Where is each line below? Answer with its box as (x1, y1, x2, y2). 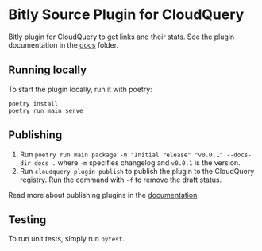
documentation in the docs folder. (8, 40, 119, 49)
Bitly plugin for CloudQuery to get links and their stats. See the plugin (8, 32, 235, 41)
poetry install (8, 99, 59, 108)
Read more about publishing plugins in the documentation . (8, 190, 200, 199)
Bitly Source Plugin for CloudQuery (8, 6, 245, 24)
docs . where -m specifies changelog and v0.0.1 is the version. (34, 157, 241, 168)
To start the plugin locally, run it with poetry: (8, 84, 152, 94)
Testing (8, 213, 47, 226)
